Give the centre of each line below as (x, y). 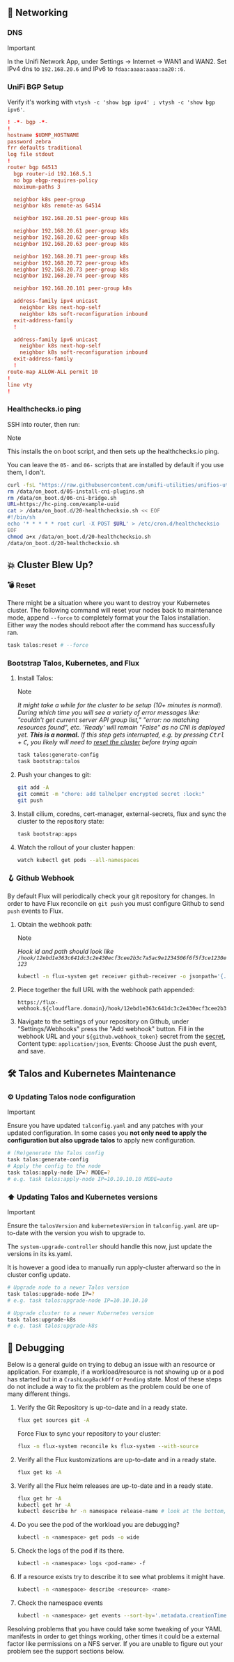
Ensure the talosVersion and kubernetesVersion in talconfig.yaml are (107, 1225)
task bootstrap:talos (48, 762)
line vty (20, 385)
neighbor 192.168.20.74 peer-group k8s (71, 276)
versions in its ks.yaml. (40, 1254)
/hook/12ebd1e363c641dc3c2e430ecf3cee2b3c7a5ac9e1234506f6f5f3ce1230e (122, 958)
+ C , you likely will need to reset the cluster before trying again (107, 742)
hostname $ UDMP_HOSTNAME (43, 135)
